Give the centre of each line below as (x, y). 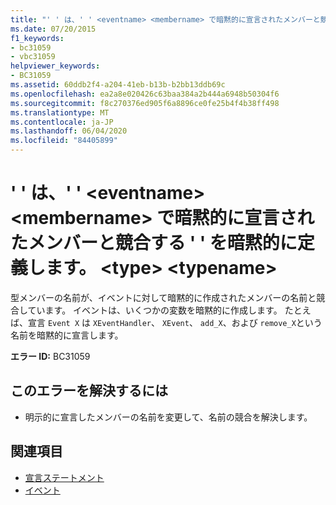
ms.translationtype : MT (60, 112)
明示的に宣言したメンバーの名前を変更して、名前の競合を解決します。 (168, 417)
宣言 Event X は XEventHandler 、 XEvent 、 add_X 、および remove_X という (175, 322)
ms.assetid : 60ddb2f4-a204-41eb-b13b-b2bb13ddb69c (118, 85)
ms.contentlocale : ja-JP (62, 122)
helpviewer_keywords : (55, 66)
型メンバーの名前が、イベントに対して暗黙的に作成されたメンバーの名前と (163, 297)
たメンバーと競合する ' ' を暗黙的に (154, 243)
